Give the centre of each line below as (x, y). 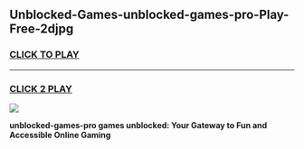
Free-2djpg (42, 29)
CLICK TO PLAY (44, 55)
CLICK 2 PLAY (41, 88)
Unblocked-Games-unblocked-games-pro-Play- (149, 15)
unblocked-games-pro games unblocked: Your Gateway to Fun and (138, 125)
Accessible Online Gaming (60, 135)
